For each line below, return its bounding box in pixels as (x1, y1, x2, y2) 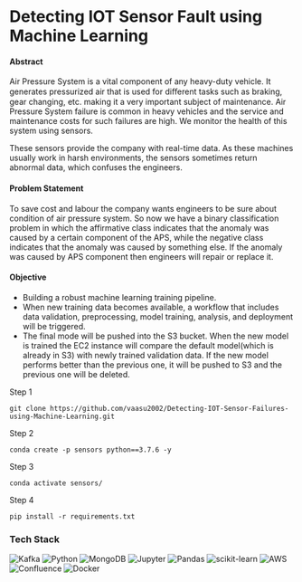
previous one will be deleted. (22, 368, 131, 379)
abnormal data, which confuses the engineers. (9, 162, 183, 173)
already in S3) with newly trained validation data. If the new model (22, 349, 269, 360)
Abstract (9, 56, 43, 67)
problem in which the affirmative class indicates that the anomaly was (9, 222, 269, 233)
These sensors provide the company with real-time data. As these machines (9, 143, 294, 154)
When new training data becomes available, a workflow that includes (22, 301, 279, 312)
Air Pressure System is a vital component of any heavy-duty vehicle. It (9, 76, 271, 87)
